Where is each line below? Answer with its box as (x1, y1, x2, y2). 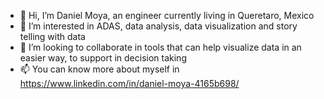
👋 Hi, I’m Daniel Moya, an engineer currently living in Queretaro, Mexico (19, 10, 315, 21)
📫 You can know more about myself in (19, 63, 180, 75)
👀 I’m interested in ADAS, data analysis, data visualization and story (19, 20, 298, 32)
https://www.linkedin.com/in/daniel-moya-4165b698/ (19, 78, 240, 89)
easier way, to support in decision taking (19, 52, 187, 64)
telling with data (19, 31, 86, 42)
